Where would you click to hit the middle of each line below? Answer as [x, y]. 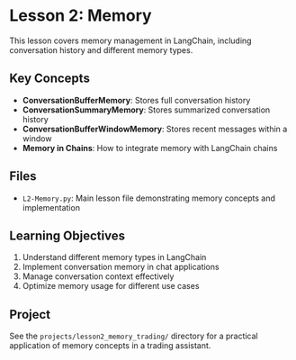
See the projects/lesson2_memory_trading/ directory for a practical [134, 336]
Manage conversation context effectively [98, 276]
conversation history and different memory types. [101, 49]
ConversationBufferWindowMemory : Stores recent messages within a [155, 129]
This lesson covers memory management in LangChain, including [130, 40]
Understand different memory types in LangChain [114, 257]
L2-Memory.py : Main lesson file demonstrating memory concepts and [149, 198]
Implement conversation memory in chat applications [121, 267]
